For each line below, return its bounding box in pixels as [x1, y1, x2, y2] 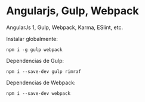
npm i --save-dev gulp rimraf [6, 68, 82, 75]
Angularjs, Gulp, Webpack [6, 4, 139, 18]
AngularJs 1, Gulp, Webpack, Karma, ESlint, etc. [6, 24, 124, 31]
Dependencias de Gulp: [6, 57, 64, 64]
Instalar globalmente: [6, 35, 58, 42]
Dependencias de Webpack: [6, 79, 76, 86]
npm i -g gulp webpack [6, 46, 63, 53]
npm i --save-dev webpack [6, 90, 70, 96]
